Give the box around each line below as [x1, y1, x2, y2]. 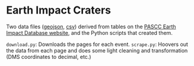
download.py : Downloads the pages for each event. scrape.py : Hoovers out [6, 41, 189, 48]
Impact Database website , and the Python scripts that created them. [6, 29, 173, 36]
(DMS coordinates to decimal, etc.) [6, 53, 91, 60]
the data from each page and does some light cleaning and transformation [6, 47, 188, 54]
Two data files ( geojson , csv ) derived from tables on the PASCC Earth [6, 23, 176, 30]
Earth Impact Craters [6, 4, 112, 17]
